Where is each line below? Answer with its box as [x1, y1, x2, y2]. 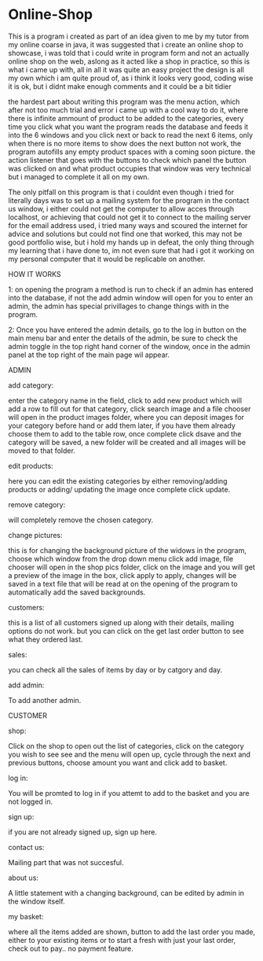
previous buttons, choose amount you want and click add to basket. [8, 757, 228, 768]
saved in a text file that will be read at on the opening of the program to [8, 579, 238, 588]
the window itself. [8, 897, 65, 906]
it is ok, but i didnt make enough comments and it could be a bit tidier [8, 81, 232, 91]
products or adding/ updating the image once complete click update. [8, 484, 231, 494]
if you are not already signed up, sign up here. [8, 827, 157, 837]
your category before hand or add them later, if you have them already [8, 421, 236, 430]
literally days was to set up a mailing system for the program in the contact [8, 195, 250, 205]
